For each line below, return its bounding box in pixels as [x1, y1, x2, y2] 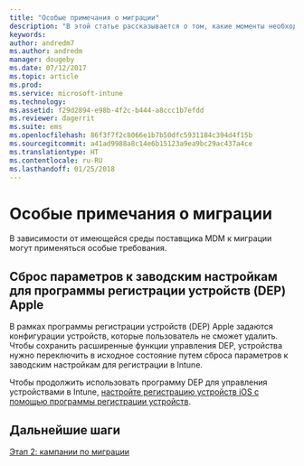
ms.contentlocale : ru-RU [9, 155, 103, 165]
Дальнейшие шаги [9, 422, 120, 438]
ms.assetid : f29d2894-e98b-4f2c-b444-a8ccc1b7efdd [9, 106, 204, 115]
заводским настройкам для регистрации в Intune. [9, 359, 204, 370]
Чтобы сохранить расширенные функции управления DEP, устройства [9, 340, 283, 351]
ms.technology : [9, 97, 67, 107]
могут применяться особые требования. [9, 243, 167, 254]
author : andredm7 [9, 38, 75, 48]
